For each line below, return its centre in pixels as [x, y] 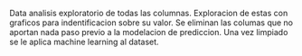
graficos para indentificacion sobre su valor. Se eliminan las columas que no [151, 23]
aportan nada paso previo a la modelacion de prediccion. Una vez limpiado [149, 32]
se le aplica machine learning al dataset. [85, 42]
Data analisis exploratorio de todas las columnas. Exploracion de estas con [149, 13]
